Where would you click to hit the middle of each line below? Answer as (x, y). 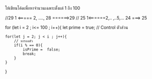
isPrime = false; (42, 50)
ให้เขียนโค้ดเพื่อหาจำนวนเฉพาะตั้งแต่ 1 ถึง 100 (43, 8)
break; (30, 54)
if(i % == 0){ (28, 45)
